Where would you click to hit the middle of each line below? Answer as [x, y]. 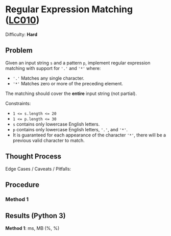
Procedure [22, 185]
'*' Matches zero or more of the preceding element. [68, 83]
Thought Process [33, 157]
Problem [19, 50]
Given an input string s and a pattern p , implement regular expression [78, 63]
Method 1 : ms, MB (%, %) [32, 228]
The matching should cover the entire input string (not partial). [71, 93]
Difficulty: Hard [21, 34]
